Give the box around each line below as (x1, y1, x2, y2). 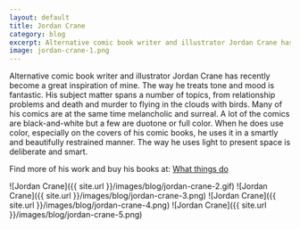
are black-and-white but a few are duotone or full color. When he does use (9, 118, 284, 129)
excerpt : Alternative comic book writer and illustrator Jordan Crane (9, 37, 278, 47)
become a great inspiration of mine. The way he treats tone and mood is (9, 80, 275, 91)
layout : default (9, 12, 70, 22)
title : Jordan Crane (9, 21, 87, 30)
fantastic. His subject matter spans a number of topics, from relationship (9, 90, 276, 101)
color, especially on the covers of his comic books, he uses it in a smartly (9, 127, 279, 138)
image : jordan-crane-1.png (9, 46, 110, 55)
